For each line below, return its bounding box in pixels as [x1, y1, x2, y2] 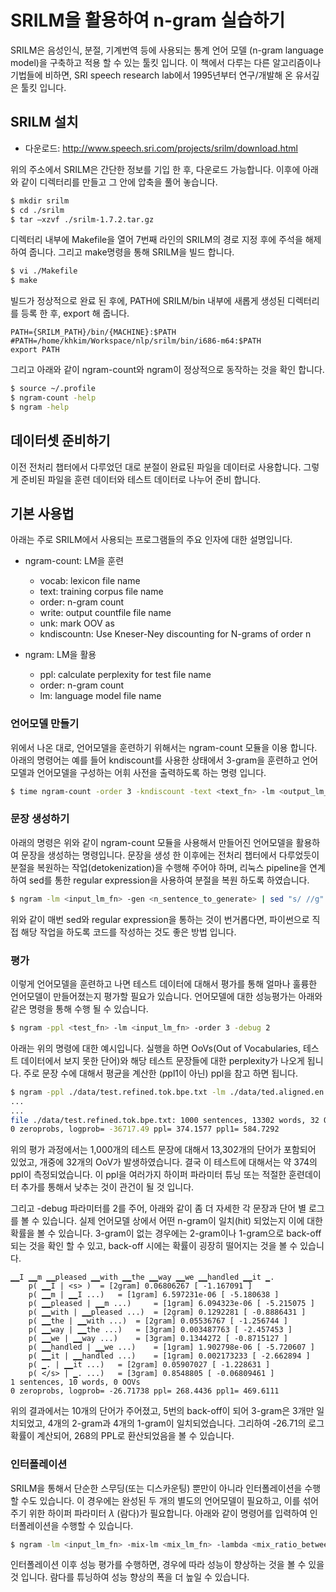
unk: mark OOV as [39, 617, 115, 630]
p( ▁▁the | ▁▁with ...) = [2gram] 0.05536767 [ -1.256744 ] [28, 1316, 288, 1326]
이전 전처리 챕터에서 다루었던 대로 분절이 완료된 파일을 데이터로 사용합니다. [10, 461, 302, 473]
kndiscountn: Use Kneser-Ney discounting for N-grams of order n [39, 628, 312, 640]
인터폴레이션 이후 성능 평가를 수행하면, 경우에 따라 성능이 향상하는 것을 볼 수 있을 [10, 1559, 325, 1571]
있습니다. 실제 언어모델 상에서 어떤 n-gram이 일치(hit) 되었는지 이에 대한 [41, 1215, 323, 1227]
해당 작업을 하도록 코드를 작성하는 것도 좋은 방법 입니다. [20, 926, 237, 938]
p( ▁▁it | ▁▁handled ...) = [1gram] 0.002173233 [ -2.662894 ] [28, 1351, 311, 1361]
